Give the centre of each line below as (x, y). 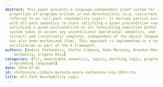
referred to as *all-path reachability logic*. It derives (70, 18)
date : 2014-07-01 (23, 68)
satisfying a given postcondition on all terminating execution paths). (84, 28)
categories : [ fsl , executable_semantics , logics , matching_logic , (73, 59)
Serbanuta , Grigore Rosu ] (40, 54)
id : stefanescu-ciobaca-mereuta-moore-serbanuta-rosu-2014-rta (70, 72)
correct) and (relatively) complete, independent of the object (76, 37)
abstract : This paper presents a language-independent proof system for (80, 9)
